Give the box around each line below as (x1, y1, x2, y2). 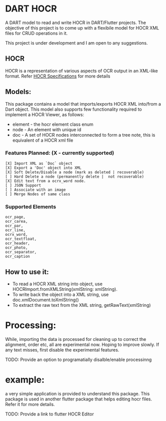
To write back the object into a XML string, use (12, 291, 109, 297)
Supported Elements (5, 203, 56, 210)
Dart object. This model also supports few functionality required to (5, 106, 142, 112)
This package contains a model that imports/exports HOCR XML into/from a (5, 101, 161, 107)
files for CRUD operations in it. (5, 30, 68, 36)
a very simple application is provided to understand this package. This (5, 390, 150, 396)
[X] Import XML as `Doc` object (5, 161, 72, 166)
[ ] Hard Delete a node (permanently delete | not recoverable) (5, 174, 144, 179)
